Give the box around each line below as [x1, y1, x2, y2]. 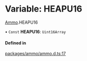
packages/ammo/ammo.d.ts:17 [5, 51, 66, 57]
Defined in [5, 40, 26, 46]
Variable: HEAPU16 [5, 3, 83, 15]
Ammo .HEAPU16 [5, 19, 38, 25]
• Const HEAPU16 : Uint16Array [5, 29, 66, 34]
